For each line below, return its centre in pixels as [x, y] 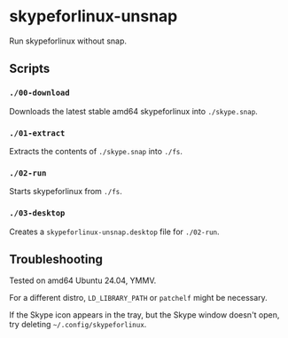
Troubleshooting [56, 259]
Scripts [30, 69]
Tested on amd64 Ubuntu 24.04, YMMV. [83, 280]
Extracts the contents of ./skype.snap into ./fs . [96, 151]
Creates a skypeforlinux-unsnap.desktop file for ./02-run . [114, 232]
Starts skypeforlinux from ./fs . [66, 192]
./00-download [39, 93]
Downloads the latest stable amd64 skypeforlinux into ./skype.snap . [134, 111]
